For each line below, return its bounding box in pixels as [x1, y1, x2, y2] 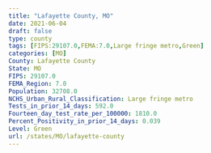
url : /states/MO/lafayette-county [8, 132, 125, 140]
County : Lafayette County [8, 57, 95, 66]
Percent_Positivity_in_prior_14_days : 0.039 [8, 117, 161, 125]
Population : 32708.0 [8, 87, 78, 96]
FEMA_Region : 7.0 [8, 79, 67, 87]
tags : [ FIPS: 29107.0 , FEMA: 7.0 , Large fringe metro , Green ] [8, 42, 205, 50]
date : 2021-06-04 [8, 19, 67, 28]
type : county [8, 34, 53, 43]
